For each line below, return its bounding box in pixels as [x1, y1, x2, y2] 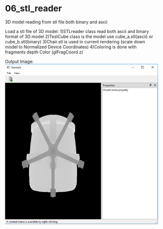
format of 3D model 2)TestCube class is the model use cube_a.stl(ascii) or [5, 34, 153, 39]
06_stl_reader [5, 3, 62, 14]
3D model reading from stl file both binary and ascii [5, 19, 108, 25]
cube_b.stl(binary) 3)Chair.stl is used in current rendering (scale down [5, 38, 146, 44]
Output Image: [5, 58, 34, 64]
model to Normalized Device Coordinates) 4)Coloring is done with [5, 44, 137, 50]
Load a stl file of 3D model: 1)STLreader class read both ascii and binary [5, 28, 149, 34]
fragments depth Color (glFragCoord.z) [5, 49, 83, 55]
